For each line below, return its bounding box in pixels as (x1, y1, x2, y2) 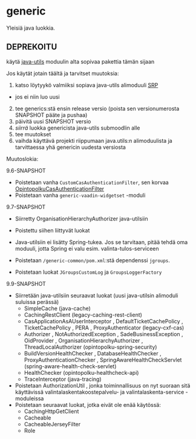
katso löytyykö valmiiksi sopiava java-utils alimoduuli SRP (15, 81, 158, 88)
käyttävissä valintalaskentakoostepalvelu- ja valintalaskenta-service (15, 388, 185, 395)
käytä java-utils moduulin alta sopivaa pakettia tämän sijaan (6, 58, 155, 65)
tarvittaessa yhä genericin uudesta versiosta (15, 144, 126, 151)
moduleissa (15, 395, 44, 402)
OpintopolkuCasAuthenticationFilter (15, 185, 105, 192)
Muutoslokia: (6, 155, 39, 162)
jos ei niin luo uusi (15, 93, 60, 101)
